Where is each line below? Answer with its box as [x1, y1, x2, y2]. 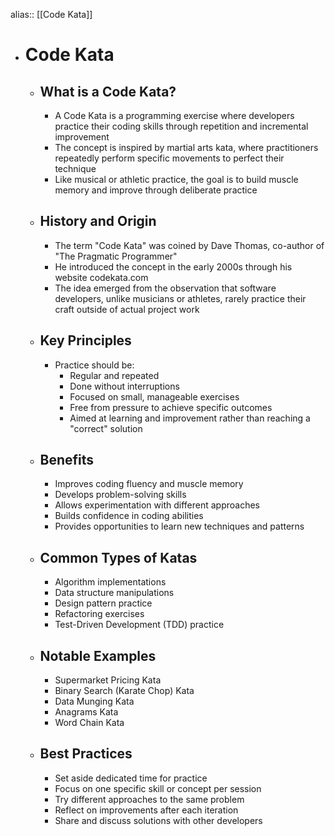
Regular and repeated [69, 369, 160, 381]
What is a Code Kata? [39, 83, 177, 100]
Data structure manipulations [54, 587, 175, 599]
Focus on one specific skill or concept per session [54, 782, 262, 794]
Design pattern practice [54, 597, 153, 609]
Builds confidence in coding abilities [54, 510, 204, 522]
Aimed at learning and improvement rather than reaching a [69, 412, 311, 424]
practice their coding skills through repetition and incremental [54, 120, 309, 132]
